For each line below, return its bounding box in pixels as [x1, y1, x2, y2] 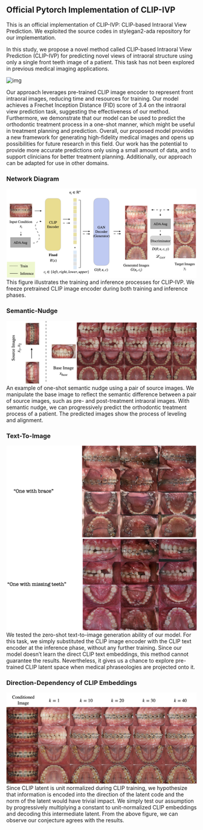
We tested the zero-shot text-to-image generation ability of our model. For [6, 631, 192, 638]
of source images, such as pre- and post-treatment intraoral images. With [6, 397, 190, 405]
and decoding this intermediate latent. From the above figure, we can [6, 810, 178, 817]
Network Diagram [6, 174, 59, 183]
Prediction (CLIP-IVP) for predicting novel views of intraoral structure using [6, 52, 193, 59]
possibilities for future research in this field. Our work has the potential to [6, 140, 188, 147]
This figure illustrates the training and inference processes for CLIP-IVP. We [6, 278, 195, 286]
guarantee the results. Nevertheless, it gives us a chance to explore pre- [6, 656, 186, 664]
